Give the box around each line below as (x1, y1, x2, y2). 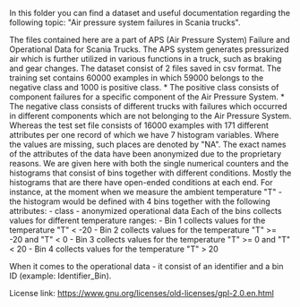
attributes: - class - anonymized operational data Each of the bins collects (9, 206, 282, 216)
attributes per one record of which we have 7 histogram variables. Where (9, 130, 279, 140)
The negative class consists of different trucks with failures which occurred (9, 101, 288, 111)
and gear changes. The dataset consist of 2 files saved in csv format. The (9, 63, 282, 73)
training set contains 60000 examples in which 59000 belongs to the (9, 72, 264, 83)
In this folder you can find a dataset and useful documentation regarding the (9, 8, 291, 18)
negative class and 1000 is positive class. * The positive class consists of (9, 82, 279, 92)
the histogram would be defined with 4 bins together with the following (9, 196, 270, 207)
